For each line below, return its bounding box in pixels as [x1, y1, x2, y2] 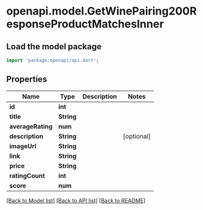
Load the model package [6, 41, 102, 52]
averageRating [9, 122, 53, 130]
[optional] [122, 132, 151, 140]
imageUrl [9, 141, 36, 150]
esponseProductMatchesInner [6, 17, 164, 31]
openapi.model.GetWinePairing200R [6, 4, 197, 18]
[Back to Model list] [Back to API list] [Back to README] [6, 197, 146, 204]
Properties [6, 74, 47, 84]
